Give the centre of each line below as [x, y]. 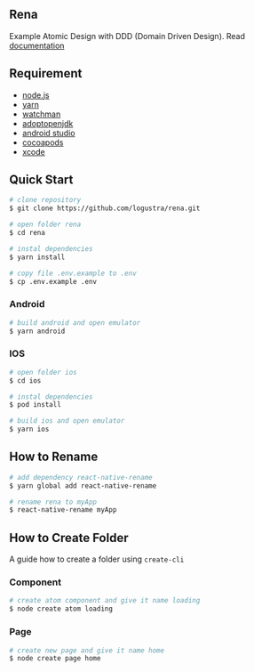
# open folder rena [45, 225]
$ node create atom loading [61, 609]
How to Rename [54, 457]
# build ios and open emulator [67, 421]
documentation [37, 45]
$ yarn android [37, 331]
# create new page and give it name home [87, 650]
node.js [36, 95]
